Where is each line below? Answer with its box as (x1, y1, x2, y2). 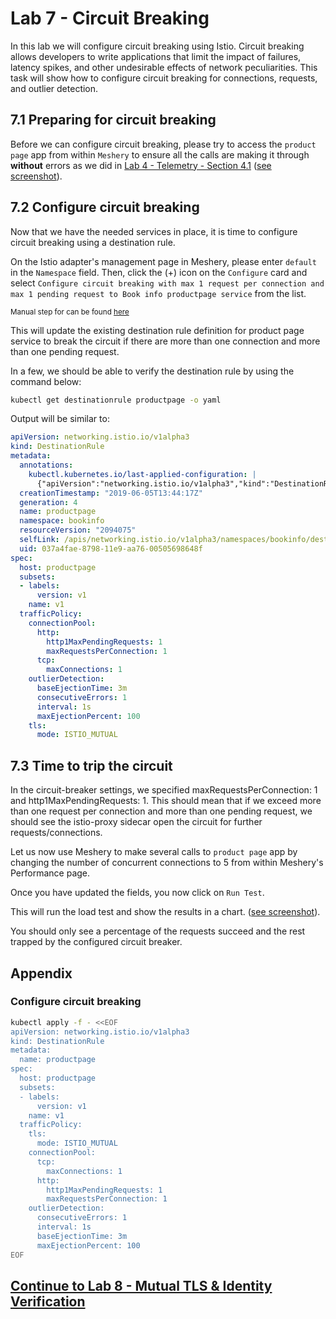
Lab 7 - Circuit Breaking (10, 7, 210, 30)
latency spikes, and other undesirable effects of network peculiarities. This (10, 61, 318, 73)
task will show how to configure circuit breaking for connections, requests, (10, 72, 318, 84)
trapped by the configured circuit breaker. (10, 936, 183, 948)
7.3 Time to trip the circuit (10, 757, 173, 774)
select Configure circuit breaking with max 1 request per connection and (10, 277, 325, 289)
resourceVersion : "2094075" (19, 525, 137, 536)
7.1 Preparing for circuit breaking (10, 112, 217, 129)
